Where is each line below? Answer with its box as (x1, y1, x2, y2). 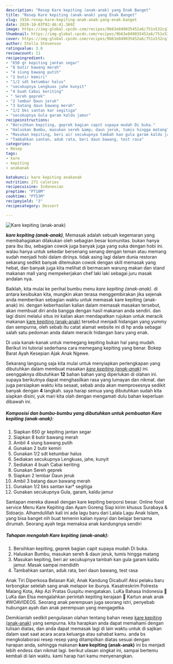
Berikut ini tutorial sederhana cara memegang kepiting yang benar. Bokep (6, 345, 162, 351)
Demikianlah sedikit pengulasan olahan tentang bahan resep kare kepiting (6, 614, 162, 620)
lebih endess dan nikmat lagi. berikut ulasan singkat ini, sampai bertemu (6, 647, 158, 653)
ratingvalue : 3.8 (6, 46, 43, 51)
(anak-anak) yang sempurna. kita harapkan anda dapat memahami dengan (6, 620, 164, 626)
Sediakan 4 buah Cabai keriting (13, 461, 80, 468)
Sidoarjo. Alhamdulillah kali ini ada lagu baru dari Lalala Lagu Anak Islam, (6, 510, 160, 516)
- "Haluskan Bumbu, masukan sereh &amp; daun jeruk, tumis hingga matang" (6, 127, 169, 132)
